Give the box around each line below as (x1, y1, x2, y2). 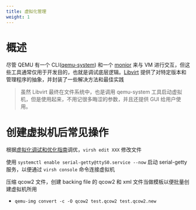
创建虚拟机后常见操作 (6, 126, 109, 139)
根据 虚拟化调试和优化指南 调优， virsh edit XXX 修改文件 (6, 146, 142, 153)
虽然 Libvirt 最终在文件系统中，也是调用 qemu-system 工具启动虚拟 (20, 88, 183, 95)
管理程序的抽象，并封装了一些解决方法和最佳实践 (6, 76, 124, 83)
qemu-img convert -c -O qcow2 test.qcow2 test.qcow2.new (14, 198, 157, 205)
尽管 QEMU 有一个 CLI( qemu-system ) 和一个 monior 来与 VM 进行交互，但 (6, 61, 185, 68)
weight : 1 (6, 14, 30, 20)
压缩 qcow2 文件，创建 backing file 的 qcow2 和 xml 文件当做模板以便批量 (6, 178, 184, 185)
